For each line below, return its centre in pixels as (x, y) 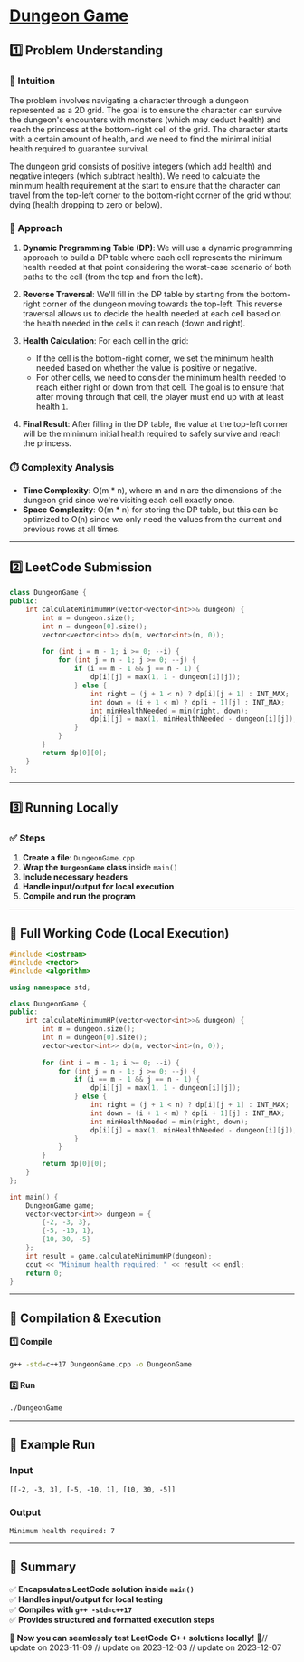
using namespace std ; (50, 987)
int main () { (34, 1197)
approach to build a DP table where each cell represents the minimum (152, 258)
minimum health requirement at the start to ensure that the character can (145, 185)
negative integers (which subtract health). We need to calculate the (135, 175)
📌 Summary (43, 1567)
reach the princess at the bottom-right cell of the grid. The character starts (149, 129)
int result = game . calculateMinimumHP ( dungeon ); (119, 1256)
